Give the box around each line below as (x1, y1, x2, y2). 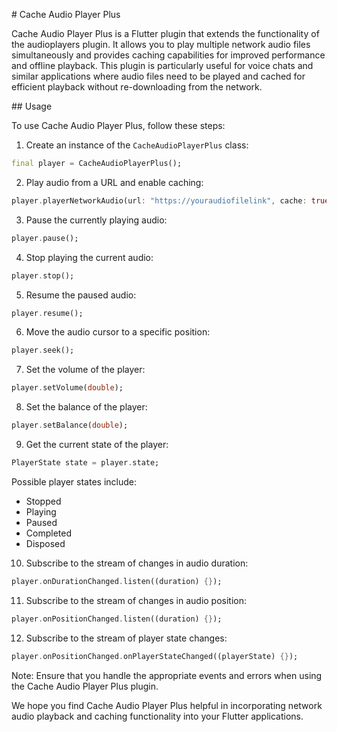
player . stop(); (11, 270, 75, 281)
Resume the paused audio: (25, 289, 137, 301)
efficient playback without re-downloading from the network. (11, 81, 263, 93)
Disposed (25, 537, 66, 549)
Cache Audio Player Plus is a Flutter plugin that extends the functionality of (11, 28, 320, 39)
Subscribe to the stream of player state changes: (25, 632, 228, 644)
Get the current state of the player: (25, 439, 169, 450)
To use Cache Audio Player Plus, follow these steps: (11, 120, 226, 131)
